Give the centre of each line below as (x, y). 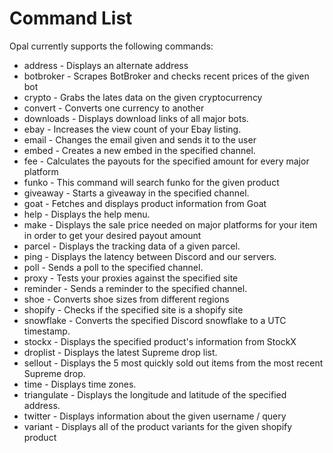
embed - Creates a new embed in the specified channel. (139, 150)
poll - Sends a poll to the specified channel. (113, 267)
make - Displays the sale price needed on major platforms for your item (170, 224)
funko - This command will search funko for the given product (151, 182)
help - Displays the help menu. (87, 214)
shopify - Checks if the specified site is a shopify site (133, 309)
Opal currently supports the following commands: (111, 46)
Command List (71, 18)
